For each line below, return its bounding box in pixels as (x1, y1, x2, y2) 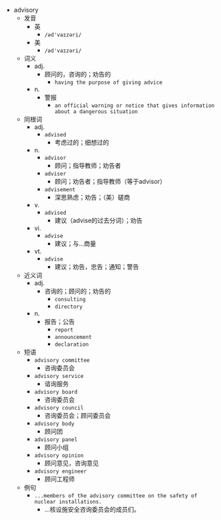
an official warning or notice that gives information (54, 102, 215, 109)
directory (54, 303, 83, 310)
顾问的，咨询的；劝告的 (44, 70, 111, 78)
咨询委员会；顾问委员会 (44, 412, 111, 419)
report (54, 327, 73, 333)
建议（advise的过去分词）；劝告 (54, 216, 143, 224)
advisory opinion (34, 452, 84, 459)
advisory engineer (34, 468, 87, 475)
